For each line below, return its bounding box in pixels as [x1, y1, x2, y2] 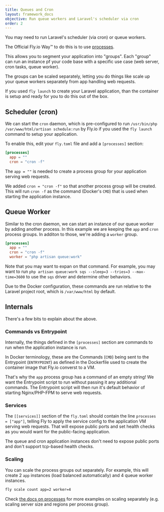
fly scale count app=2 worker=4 [5, 487, 71, 492]
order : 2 [5, 21, 23, 26]
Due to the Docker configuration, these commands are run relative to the [5, 283, 152, 289]
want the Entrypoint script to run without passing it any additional [5, 379, 137, 385]
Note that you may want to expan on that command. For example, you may [5, 264, 156, 269]
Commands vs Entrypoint [5, 328, 67, 335]
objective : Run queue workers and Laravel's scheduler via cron [5, 16, 139, 21]
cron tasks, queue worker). [5, 64, 60, 70]
